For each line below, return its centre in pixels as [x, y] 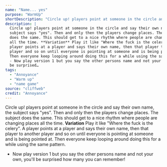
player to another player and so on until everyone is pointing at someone [79, 134]
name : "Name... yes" [27, 10]
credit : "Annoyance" [27, 93]
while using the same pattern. [36, 145]
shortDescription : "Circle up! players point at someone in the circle [81, 19]
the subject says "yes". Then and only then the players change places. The [82, 113]
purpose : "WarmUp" [24, 14]
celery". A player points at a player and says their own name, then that [77, 129]
